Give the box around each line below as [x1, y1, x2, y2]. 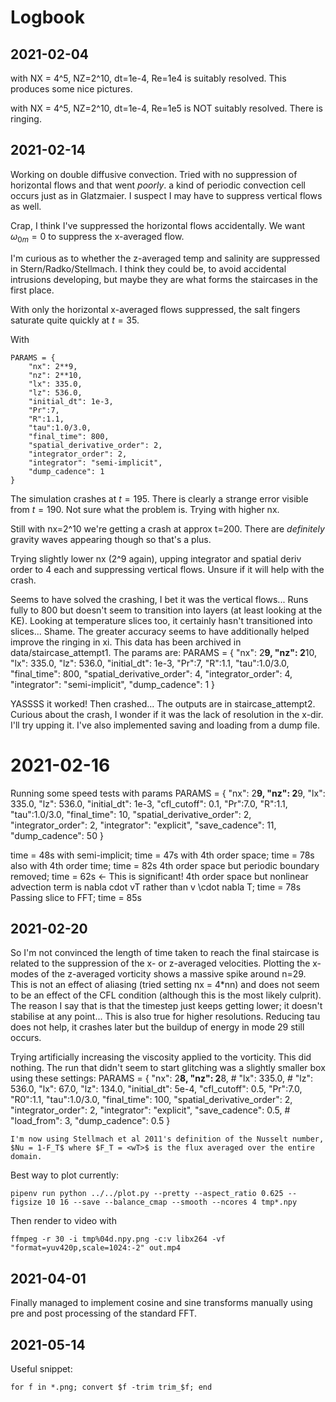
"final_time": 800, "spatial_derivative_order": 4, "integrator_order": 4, [10, 667, 293, 680]
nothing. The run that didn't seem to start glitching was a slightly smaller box [10, 1062, 326, 1074]
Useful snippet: [10, 1362, 73, 1375]
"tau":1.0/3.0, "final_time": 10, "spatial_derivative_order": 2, [10, 808, 252, 820]
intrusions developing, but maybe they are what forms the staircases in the [10, 273, 318, 285]
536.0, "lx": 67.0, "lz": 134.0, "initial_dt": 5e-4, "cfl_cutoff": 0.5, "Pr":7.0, [10, 1083, 303, 1095]
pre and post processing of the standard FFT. [10, 1307, 198, 1320]
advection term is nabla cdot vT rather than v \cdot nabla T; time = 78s [10, 881, 302, 893]
